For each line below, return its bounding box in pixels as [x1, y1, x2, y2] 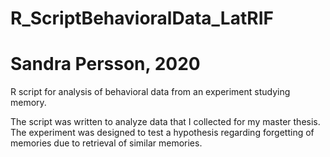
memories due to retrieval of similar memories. [10, 137, 203, 149]
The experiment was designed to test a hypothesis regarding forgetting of [10, 127, 315, 139]
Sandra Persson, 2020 [10, 53, 201, 76]
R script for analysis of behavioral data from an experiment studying [10, 86, 291, 98]
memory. [10, 97, 47, 109]
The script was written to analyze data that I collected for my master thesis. [10, 116, 321, 128]
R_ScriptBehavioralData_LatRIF [10, 7, 274, 30]
